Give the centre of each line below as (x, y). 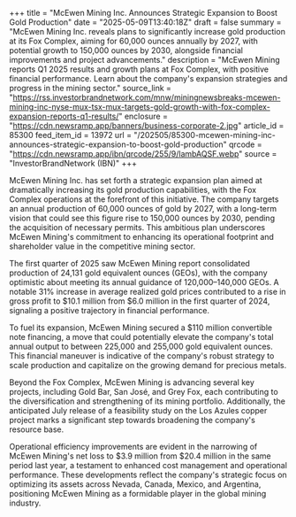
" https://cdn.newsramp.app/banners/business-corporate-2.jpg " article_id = (147, 126)
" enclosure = (143, 116)
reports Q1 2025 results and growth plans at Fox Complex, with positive (139, 69)
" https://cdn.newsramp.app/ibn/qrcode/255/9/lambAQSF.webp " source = (143, 154)
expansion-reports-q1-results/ (64, 116)
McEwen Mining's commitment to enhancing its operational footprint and (141, 237)
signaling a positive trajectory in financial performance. (110, 310)
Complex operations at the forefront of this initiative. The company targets (144, 199)
